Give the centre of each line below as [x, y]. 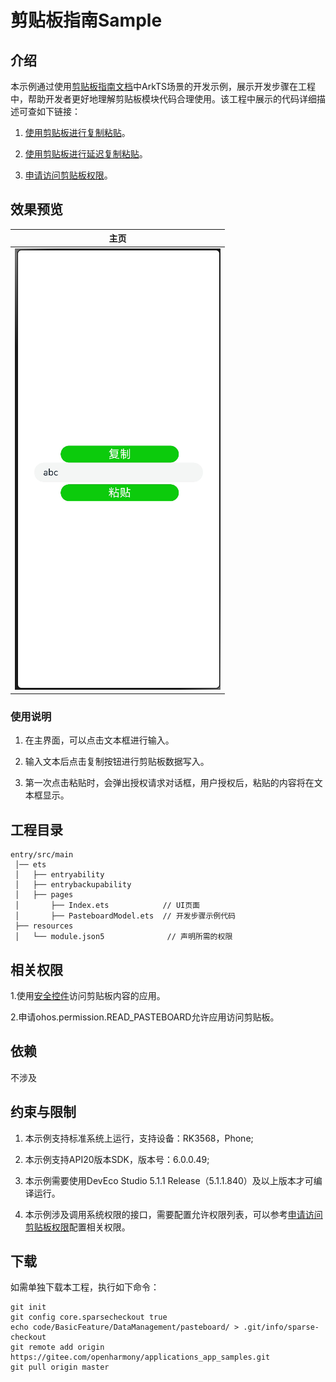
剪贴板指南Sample [86, 20]
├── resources [44, 926]
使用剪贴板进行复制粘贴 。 [77, 132]
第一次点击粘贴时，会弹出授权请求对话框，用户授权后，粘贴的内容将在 [169, 783]
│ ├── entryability [59, 875]
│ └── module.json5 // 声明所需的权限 [123, 937]
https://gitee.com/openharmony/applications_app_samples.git [140, 1357]
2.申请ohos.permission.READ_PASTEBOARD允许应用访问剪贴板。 [145, 1017]
